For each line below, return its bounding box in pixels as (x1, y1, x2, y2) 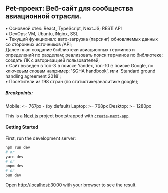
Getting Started (5, 124, 39, 130)
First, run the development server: (5, 135, 76, 141)
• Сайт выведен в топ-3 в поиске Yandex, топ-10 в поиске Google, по (5, 62, 154, 68)
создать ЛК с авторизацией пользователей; (5, 57, 100, 63)
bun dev (5, 173, 22, 178)
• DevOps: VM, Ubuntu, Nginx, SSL (5, 30, 79, 37)
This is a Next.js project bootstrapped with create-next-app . (5, 113, 130, 119)
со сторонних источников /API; (5, 41, 72, 47)
